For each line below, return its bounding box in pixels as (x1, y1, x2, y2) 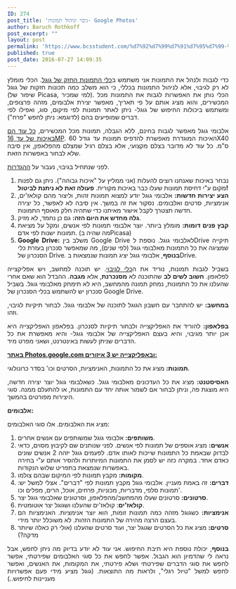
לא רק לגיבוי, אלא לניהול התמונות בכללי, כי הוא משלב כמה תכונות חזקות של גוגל (7, 82, 229, 91)
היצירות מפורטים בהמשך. (7, 392, 75, 401)
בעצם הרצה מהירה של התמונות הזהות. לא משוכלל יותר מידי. (17, 515, 177, 524)
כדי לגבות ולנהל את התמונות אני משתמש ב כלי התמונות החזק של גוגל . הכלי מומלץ (7, 75, 229, 84)
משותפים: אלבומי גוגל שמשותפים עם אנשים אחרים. (17, 433, 156, 442)
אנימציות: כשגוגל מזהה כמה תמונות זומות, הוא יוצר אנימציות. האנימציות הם (17, 508, 229, 517)
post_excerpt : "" (7, 30, 58, 37)
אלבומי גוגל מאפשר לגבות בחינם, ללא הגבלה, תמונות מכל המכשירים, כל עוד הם (7, 126, 229, 134)
